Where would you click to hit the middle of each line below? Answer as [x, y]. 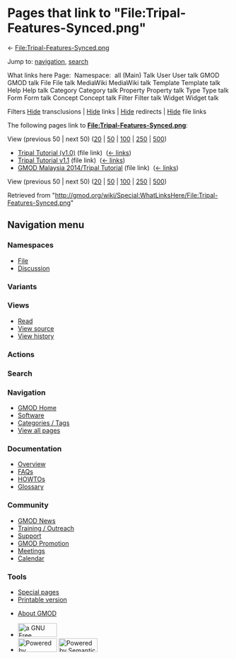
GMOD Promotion [43, 543]
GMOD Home [37, 407]
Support [29, 536]
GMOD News [36, 520]
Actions [21, 354]
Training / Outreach [46, 528]
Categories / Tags [43, 422]
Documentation [35, 449]
